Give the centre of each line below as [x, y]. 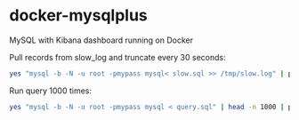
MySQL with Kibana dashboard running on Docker [101, 40]
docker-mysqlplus [79, 16]
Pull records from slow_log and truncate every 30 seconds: [117, 57]
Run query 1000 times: [50, 91]
